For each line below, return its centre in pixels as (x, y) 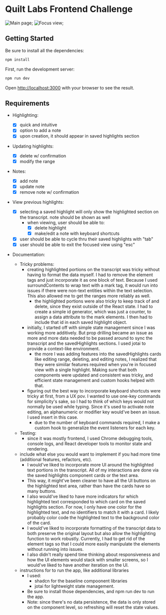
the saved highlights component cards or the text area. (83, 475)
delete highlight (50, 228)
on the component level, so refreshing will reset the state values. (93, 608)
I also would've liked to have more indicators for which (83, 497)
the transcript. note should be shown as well (65, 217)
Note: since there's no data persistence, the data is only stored (91, 602)
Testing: (28, 433)
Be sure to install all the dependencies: (45, 50)
